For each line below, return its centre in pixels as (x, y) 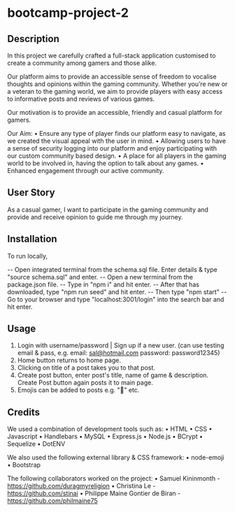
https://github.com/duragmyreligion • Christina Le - (81, 486)
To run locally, (27, 256)
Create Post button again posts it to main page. (85, 382)
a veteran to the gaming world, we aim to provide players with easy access (115, 91)
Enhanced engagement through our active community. (86, 171)
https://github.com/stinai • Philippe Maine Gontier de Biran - (94, 493)
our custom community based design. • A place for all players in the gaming (117, 156)
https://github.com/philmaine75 (52, 501)
